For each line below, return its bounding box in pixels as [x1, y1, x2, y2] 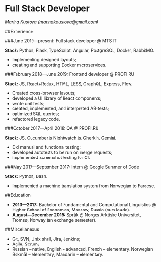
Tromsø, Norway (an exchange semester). [12, 217, 97, 223]
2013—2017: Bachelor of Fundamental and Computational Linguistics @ [12, 201, 156, 207]
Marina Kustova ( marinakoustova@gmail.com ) [5, 19, 98, 25]
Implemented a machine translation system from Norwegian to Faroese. [12, 183, 155, 189]
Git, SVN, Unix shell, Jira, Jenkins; [12, 236, 80, 242]
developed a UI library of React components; [12, 95, 102, 101]
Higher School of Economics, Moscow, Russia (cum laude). [12, 207, 130, 212]
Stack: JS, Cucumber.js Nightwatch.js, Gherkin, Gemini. [5, 135, 117, 140]
